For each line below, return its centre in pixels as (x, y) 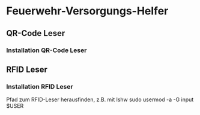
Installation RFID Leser (40, 86)
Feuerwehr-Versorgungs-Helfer (87, 11)
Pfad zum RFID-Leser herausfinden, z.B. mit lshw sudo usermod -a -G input (100, 99)
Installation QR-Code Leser (47, 50)
